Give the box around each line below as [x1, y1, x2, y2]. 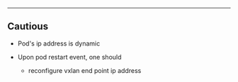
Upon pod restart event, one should [17, 53, 122, 61]
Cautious [7, 20, 48, 32]
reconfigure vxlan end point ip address [28, 66, 142, 74]
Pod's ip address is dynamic [17, 39, 101, 48]
